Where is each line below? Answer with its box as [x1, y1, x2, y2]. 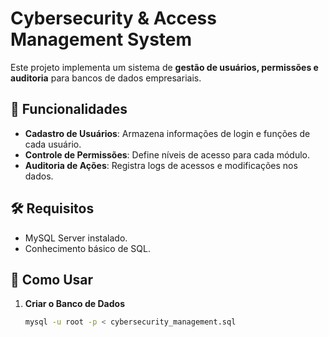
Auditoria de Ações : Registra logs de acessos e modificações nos [24, 159, 298, 171]
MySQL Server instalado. [24, 232, 128, 244]
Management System [10, 28, 193, 51]
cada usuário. [24, 138, 82, 150]
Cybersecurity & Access [10, 7, 217, 30]
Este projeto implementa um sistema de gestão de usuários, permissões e [10, 61, 319, 73]
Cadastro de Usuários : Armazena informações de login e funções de [24, 127, 311, 139]
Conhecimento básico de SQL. [24, 242, 151, 254]
